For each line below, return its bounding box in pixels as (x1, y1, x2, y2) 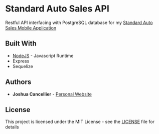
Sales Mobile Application (5, 24, 57, 30)
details (5, 124, 19, 130)
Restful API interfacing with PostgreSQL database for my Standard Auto (5, 19, 153, 25)
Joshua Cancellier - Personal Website (12, 91, 92, 97)
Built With (5, 39, 37, 48)
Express (12, 58, 30, 64)
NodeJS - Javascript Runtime (12, 52, 74, 58)
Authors (5, 78, 32, 86)
